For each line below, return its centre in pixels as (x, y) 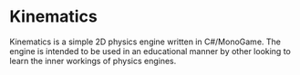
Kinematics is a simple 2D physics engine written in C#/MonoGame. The (145, 42)
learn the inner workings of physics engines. (93, 61)
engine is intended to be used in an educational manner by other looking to (150, 51)
